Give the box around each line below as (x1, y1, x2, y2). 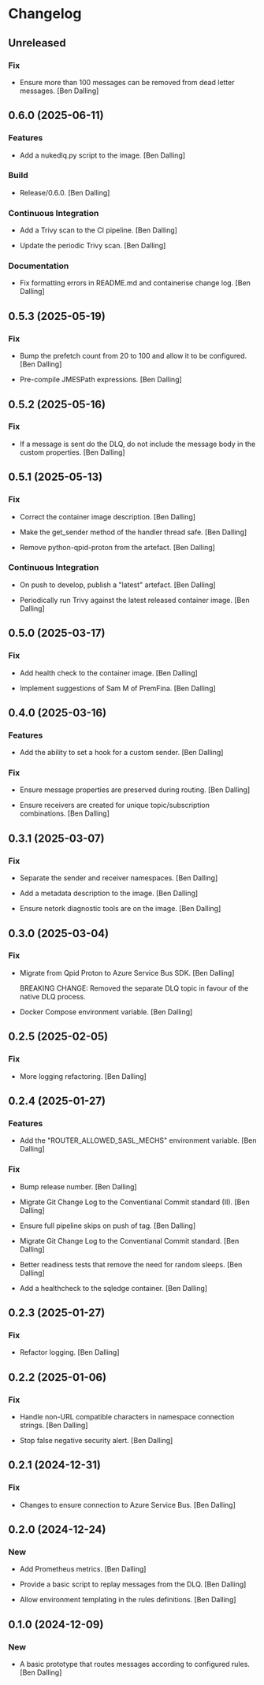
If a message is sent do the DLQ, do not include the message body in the (19, 439, 256, 448)
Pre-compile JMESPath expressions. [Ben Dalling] (19, 375, 183, 385)
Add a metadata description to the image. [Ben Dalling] (19, 888, 199, 898)
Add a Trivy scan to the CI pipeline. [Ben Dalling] (19, 225, 177, 235)
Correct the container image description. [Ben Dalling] (19, 511, 195, 521)
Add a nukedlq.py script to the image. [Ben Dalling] (19, 151, 186, 160)
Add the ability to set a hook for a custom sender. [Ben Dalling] (19, 748, 224, 757)
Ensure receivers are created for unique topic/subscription (19, 801, 210, 810)
